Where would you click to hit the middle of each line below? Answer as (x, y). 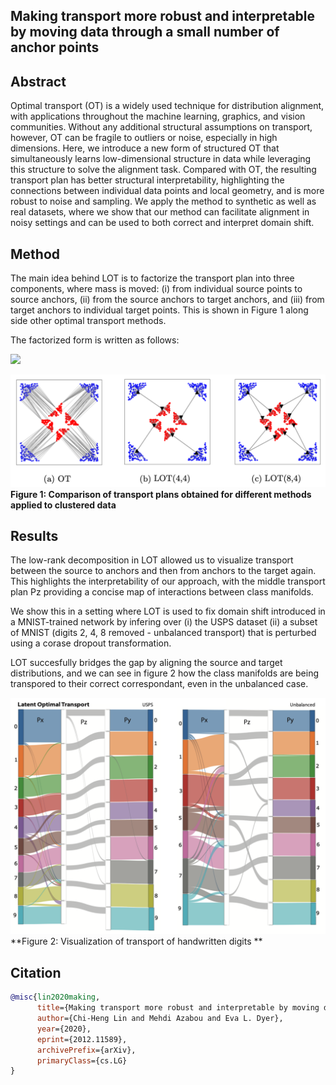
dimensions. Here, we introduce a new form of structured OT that (145, 148)
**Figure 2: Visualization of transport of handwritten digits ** (136, 941)
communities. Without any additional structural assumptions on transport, (161, 127)
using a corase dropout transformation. (91, 643)
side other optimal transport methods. (88, 321)
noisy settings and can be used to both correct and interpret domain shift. (162, 223)
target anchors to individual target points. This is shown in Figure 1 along (159, 310)
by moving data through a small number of (145, 32)
